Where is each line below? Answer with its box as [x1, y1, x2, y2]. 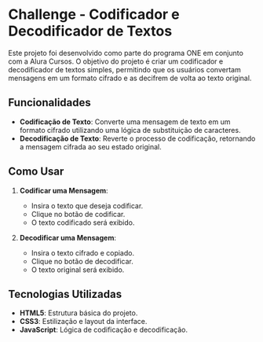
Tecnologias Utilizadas [8, 287, 122, 300]
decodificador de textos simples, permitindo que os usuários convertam [8, 64, 241, 74]
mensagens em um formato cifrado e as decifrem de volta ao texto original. [8, 73, 252, 83]
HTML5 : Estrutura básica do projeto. [19, 308, 138, 318]
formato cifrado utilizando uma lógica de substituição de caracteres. [19, 125, 241, 134]
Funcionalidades [8, 96, 92, 109]
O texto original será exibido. [31, 265, 125, 274]
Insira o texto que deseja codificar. [31, 200, 144, 210]
